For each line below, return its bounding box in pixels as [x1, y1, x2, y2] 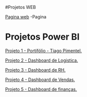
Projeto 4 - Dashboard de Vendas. [5, 77, 76, 83]
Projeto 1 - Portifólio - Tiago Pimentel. [5, 47, 82, 54]
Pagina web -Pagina [5, 14, 47, 19]
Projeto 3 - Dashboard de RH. [5, 67, 66, 73]
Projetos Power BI [5, 31, 80, 43]
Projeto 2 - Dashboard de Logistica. [5, 57, 79, 63]
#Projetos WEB [5, 4, 36, 10]
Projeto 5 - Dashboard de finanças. [5, 86, 77, 92]
